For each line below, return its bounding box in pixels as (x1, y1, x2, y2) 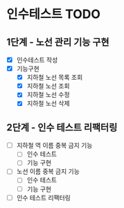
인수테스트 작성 (16, 56, 58, 64)
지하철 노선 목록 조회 (26, 73, 83, 82)
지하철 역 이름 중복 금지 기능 (16, 141, 93, 150)
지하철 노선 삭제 (26, 99, 70, 107)
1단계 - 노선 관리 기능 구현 (6, 36, 109, 48)
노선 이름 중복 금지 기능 (16, 167, 80, 175)
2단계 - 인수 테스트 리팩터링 (6, 121, 118, 133)
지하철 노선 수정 (26, 91, 70, 99)
